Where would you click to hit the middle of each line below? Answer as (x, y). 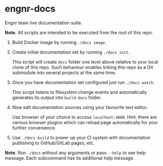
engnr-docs (30, 9)
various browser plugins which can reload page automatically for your (85, 122)
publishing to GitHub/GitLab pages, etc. (53, 143)
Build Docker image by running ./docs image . (59, 42)
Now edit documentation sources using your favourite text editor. (80, 107)
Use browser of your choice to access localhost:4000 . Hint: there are (85, 117)
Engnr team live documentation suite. (44, 23)
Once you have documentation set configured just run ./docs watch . (83, 82)
